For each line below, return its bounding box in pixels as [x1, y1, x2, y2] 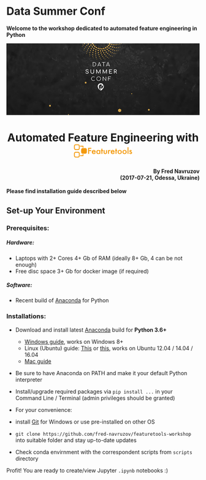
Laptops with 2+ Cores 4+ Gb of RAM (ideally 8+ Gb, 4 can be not [15, 254, 183, 262]
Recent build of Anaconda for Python [15, 297, 109, 304]
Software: [6, 281, 32, 289]
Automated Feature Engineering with [7, 131, 199, 145]
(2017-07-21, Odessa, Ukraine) [120, 173, 200, 181]
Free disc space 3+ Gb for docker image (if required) [15, 267, 149, 275]
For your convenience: [15, 406, 72, 413]
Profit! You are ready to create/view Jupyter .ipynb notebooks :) [6, 467, 169, 474]
